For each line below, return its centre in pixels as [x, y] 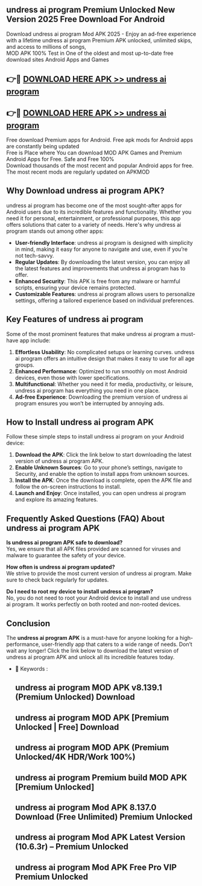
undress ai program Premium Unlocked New [91, 10]
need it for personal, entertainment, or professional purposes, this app [93, 218]
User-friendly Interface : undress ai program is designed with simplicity [104, 242]
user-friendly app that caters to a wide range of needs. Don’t [117, 644]
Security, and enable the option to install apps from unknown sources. [102, 474]
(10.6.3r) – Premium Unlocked [71, 847]
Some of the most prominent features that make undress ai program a [93, 334]
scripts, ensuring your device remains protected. [75, 287]
